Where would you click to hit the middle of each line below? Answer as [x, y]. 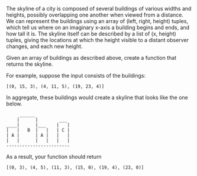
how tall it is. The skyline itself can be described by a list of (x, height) [91, 34]
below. [14, 104]
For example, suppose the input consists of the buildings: [76, 76]
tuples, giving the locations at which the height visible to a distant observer [98, 40]
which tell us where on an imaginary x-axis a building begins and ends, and [98, 27]
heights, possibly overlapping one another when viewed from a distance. [95, 15]
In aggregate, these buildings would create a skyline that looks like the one [97, 97]
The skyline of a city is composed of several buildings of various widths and [99, 9]
